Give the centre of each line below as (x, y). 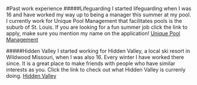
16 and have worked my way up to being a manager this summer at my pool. (99, 15)
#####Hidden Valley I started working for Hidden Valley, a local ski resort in (98, 51)
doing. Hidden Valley (31, 76)
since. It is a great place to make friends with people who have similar (91, 63)
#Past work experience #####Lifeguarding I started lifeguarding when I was (99, 8)
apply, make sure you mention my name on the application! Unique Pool (93, 33)
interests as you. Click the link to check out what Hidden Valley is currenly (96, 69)
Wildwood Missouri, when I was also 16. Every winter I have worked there (95, 57)
